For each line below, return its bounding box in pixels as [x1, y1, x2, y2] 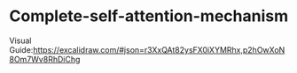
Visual [9, 35, 32, 46]
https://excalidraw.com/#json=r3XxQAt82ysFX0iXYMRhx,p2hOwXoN [32, 44, 285, 55]
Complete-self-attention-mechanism [9, 6, 289, 26]
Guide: [9, 44, 34, 55]
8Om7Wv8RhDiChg [9, 54, 81, 64]
